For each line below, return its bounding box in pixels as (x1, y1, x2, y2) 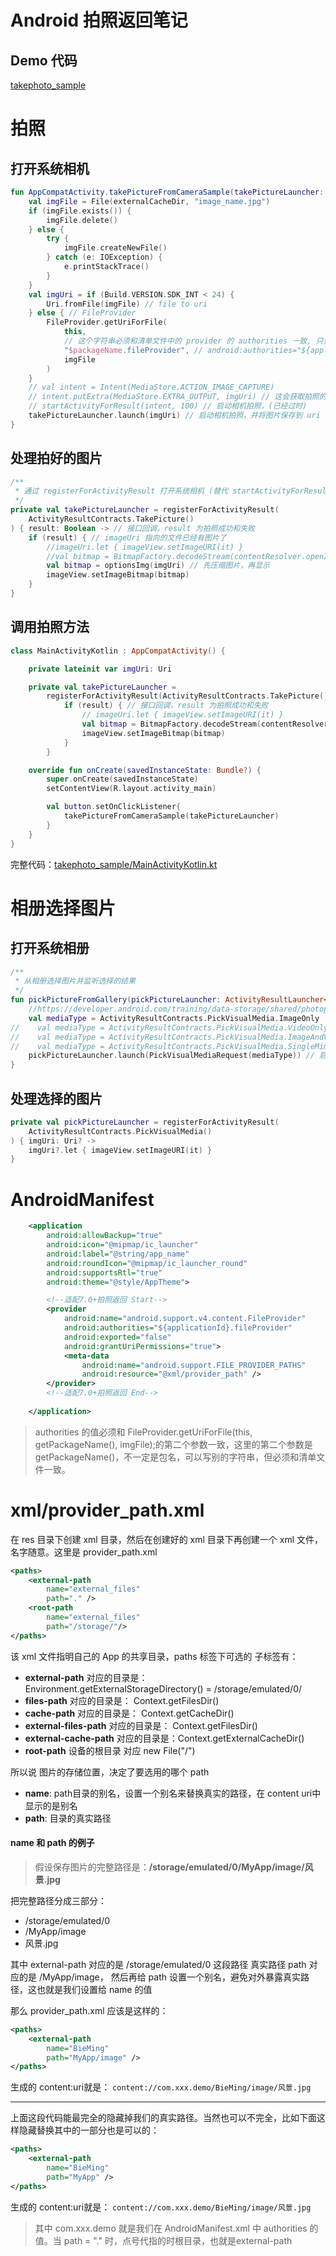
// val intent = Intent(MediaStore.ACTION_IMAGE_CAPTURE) (28, 382, 275, 393)
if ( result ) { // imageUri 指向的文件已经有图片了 (28, 532, 227, 543)
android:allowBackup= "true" (46, 1231, 163, 1241)
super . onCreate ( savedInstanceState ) (46, 774, 199, 785)
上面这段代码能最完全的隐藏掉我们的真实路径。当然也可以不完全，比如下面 (10, 2112, 317, 2124)
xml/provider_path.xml (10, 1499, 205, 1521)
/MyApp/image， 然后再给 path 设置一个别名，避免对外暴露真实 (38, 1971, 301, 1983)
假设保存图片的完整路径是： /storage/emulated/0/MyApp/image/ (34, 1861, 305, 1873)
